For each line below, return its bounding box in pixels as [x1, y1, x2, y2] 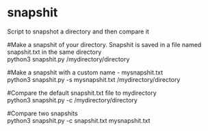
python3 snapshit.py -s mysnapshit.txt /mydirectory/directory [7, 75, 181, 83]
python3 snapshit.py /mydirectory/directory [7, 55, 130, 63]
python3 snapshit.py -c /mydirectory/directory [7, 96, 138, 104]
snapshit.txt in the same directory [7, 48, 102, 56]
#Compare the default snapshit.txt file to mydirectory [7, 89, 157, 97]
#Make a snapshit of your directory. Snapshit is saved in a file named [7, 40, 202, 48]
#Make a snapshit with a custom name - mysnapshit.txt [7, 68, 164, 76]
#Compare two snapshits [7, 109, 78, 117]
